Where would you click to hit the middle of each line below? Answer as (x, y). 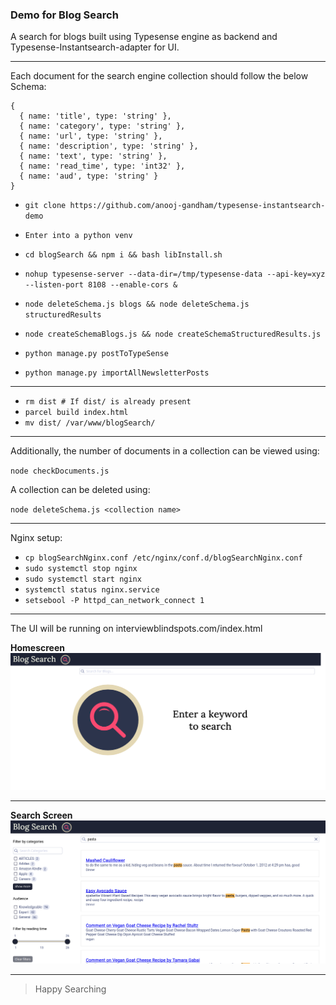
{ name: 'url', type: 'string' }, (91, 136)
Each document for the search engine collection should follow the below (159, 76)
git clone (45, 206)
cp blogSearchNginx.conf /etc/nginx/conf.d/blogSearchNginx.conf (163, 558)
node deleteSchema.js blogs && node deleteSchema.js (137, 304)
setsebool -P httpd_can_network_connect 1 (114, 601)
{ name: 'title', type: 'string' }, (95, 116)
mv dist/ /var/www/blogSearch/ (90, 423)
